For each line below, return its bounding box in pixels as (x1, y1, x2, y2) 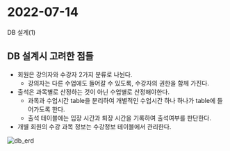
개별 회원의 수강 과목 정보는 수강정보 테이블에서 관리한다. (17, 122, 172, 131)
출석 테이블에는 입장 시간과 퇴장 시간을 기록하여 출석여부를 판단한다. (27, 113, 212, 122)
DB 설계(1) (7, 28, 36, 36)
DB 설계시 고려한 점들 (7, 50, 94, 63)
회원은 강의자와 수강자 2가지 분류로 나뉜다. (17, 70, 133, 79)
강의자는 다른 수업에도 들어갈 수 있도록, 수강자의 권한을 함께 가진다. (27, 79, 210, 87)
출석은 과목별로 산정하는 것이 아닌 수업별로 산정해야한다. (17, 88, 170, 96)
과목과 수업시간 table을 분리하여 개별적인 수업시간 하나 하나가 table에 (27, 96, 216, 104)
